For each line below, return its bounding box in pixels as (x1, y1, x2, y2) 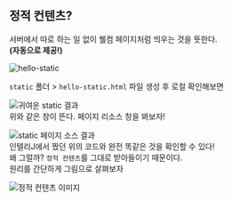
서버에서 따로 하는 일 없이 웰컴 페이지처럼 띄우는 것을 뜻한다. (9, 34, 218, 44)
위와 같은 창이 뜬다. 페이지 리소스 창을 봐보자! (9, 110, 166, 122)
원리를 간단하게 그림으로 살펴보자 (9, 163, 124, 173)
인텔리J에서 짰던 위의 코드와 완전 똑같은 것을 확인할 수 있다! (9, 141, 215, 151)
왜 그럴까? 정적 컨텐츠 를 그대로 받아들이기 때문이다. (9, 152, 183, 163)
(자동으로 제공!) (9, 44, 63, 55)
